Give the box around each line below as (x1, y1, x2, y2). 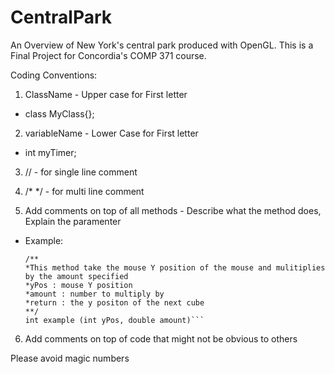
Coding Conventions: (10, 69, 98, 81)
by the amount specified (24, 271, 129, 281)
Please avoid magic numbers (10, 352, 130, 364)
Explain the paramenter (24, 215, 122, 227)
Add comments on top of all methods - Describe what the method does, (24, 204, 322, 216)
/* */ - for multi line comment (24, 185, 145, 197)
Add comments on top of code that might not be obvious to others (24, 332, 298, 345)
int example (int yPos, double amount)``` (24, 315, 205, 325)
